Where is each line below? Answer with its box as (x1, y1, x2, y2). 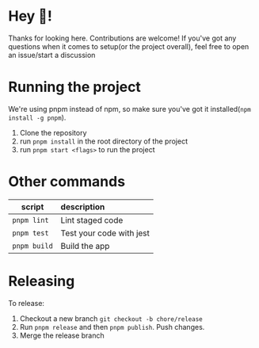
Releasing (8, 273, 75, 290)
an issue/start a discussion (8, 50, 96, 59)
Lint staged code (60, 214, 124, 225)
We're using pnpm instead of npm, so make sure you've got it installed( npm (8, 104, 251, 113)
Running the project (8, 78, 141, 96)
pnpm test (12, 228, 49, 237)
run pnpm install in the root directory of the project (19, 136, 189, 146)
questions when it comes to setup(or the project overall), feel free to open (8, 41, 249, 51)
